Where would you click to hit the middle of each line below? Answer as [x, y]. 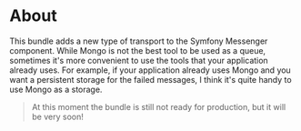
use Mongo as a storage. [56, 89]
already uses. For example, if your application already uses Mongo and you [150, 70]
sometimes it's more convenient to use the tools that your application [139, 60]
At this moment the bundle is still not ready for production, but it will [159, 106]
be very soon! [57, 116]
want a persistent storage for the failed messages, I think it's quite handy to [151, 79]
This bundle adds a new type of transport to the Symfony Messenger [139, 41]
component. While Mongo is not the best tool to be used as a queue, [138, 50]
